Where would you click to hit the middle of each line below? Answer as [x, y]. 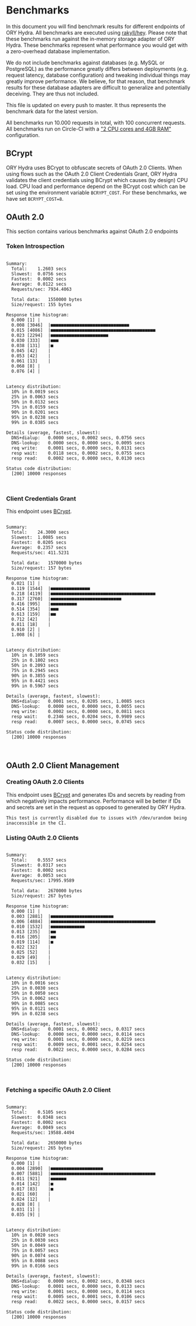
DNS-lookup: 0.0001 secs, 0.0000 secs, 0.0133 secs [78, 1286]
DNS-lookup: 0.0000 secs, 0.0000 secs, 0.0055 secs [78, 707]
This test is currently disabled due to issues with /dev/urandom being [97, 818]
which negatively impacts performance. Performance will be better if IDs [94, 801]
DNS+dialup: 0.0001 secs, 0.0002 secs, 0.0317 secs [78, 1029]
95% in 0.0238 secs [35, 417]
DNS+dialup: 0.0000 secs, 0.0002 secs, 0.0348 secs [78, 1282]
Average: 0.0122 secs [39, 284]
